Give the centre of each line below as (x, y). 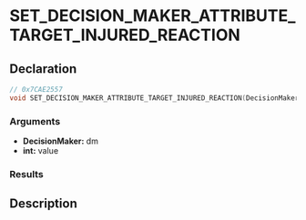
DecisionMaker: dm (60, 141)
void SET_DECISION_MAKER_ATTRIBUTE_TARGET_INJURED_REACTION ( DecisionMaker (154, 98)
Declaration (43, 69)
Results (26, 174)
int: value (41, 151)
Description (43, 204)
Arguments (35, 121)
